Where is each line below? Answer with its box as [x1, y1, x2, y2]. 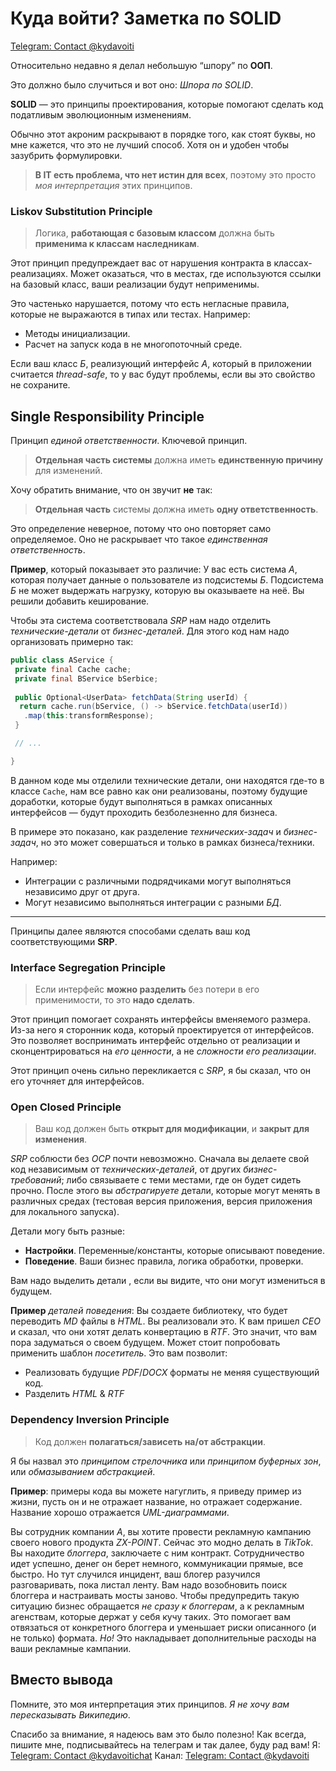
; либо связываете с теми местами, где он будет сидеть [61, 1174, 302, 1186]
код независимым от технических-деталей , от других [10, 1163, 242, 1176]
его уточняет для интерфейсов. [10, 1075, 145, 1087]
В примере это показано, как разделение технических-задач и [10, 825, 282, 837]
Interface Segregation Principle [10, 960, 166, 974]
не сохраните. [10, 379, 71, 391]
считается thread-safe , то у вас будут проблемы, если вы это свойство [10, 368, 316, 381]
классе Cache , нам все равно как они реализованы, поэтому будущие [10, 785, 308, 797]
